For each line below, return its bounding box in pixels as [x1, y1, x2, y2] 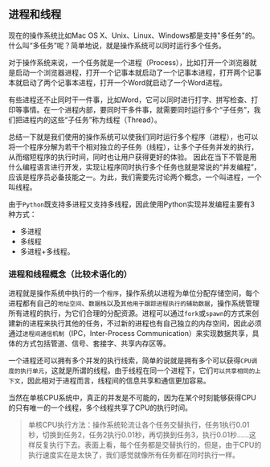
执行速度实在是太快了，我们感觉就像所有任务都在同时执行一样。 [27, 450, 239, 460]
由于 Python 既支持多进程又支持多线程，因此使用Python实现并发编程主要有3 [8, 199, 256, 209]
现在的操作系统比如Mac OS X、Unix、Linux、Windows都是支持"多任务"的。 [8, 31, 260, 40]
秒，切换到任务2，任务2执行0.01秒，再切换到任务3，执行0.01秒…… [27, 430, 250, 440]
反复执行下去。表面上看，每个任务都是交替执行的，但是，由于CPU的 [35, 440, 262, 450]
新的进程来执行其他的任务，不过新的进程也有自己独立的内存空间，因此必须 [14, 318, 262, 328]
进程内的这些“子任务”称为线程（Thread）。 [22, 115, 162, 125]
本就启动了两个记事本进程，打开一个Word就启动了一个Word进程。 [8, 77, 227, 87]
